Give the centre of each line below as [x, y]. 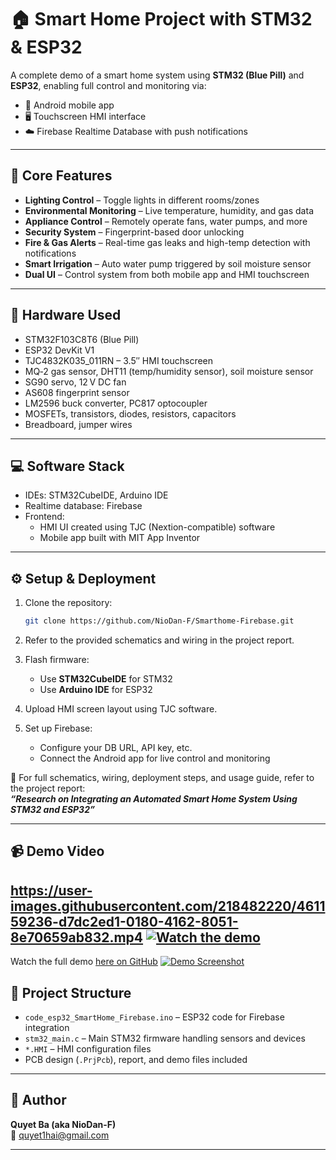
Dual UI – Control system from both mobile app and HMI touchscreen [167, 274]
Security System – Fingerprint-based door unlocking [134, 232]
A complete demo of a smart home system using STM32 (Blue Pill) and [157, 75]
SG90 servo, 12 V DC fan [75, 382]
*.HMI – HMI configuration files [88, 1049]
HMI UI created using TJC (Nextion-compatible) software [157, 527]
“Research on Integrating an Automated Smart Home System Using [154, 799]
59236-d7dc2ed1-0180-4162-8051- [124, 921]
